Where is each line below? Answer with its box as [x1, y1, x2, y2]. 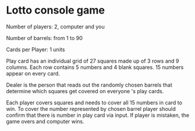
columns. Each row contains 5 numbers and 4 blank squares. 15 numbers [6, 63, 184, 71]
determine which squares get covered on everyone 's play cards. [6, 87, 164, 94]
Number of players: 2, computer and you [6, 23, 105, 30]
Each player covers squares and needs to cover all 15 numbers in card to [6, 99, 183, 106]
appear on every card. [6, 70, 60, 77]
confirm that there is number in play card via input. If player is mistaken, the [6, 112, 190, 119]
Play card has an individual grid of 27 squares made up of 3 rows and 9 [6, 57, 180, 64]
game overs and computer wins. [6, 117, 84, 125]
